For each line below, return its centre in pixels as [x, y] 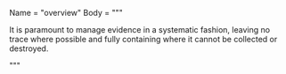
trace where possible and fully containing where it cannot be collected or [143, 39]
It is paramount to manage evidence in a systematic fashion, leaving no [139, 30]
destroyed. [29, 48]
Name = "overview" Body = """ [66, 13]
